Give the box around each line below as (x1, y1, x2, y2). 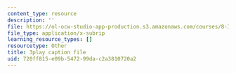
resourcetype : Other (7, 42, 68, 49)
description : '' (7, 17, 55, 24)
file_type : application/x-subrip (7, 29, 105, 37)
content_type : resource (7, 10, 77, 17)
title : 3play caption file (7, 49, 86, 56)
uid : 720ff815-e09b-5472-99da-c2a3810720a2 (7, 56, 137, 63)
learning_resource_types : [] (7, 36, 93, 43)
